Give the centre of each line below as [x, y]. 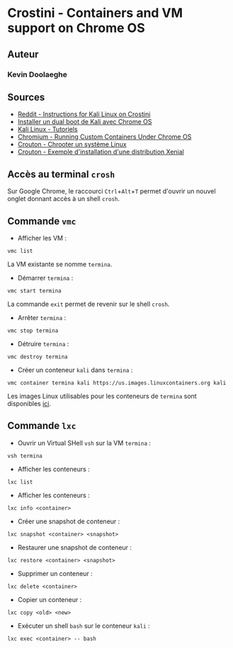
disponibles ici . [29, 403]
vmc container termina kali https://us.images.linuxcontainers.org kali [117, 383]
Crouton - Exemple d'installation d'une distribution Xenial [101, 152]
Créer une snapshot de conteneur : [69, 521]
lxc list [20, 482]
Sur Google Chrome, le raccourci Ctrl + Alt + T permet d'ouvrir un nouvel [112, 191]
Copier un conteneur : [50, 599]
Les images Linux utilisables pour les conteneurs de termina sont [102, 396]
